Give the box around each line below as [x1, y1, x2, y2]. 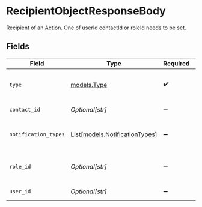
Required [163, 59, 190, 67]
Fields [6, 41, 30, 52]
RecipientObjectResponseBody [6, 4, 167, 18]
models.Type [70, 80, 108, 89]
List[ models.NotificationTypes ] [70, 130, 158, 139]
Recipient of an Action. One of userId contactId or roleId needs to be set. [6, 24, 186, 31]
